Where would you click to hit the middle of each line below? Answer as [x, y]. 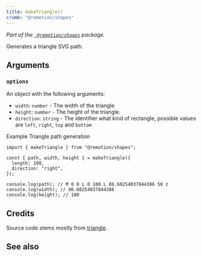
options [17, 81]
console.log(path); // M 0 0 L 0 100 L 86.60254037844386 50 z [87, 184]
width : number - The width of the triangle [65, 105]
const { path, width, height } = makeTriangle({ [68, 158]
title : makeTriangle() [35, 12]
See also [23, 247]
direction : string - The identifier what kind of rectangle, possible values [105, 119]
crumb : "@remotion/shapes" [40, 17]
